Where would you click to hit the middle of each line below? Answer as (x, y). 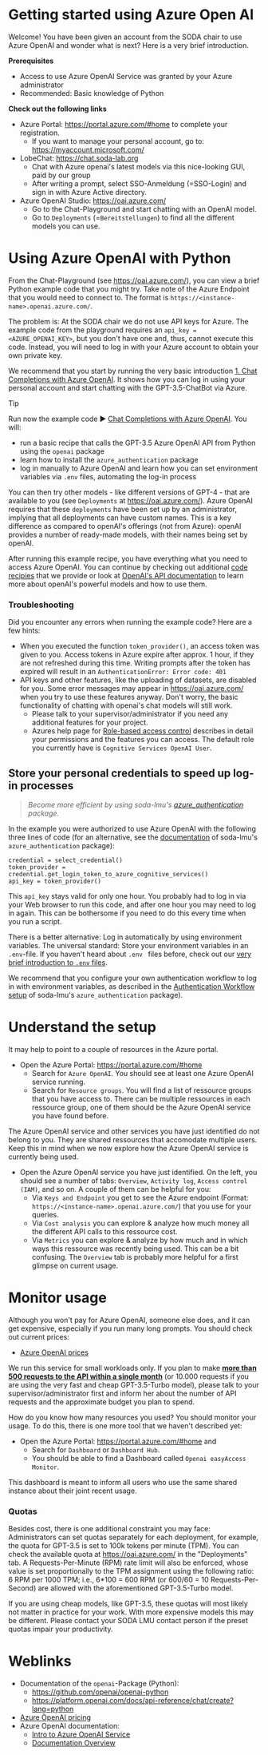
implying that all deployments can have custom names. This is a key (120, 518)
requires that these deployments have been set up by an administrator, (123, 509)
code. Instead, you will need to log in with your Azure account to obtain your (134, 347)
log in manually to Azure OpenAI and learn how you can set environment (139, 468)
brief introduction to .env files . (58, 962)
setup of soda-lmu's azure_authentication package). (96, 995)
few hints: (24, 631)
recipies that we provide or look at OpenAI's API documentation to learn (126, 575)
